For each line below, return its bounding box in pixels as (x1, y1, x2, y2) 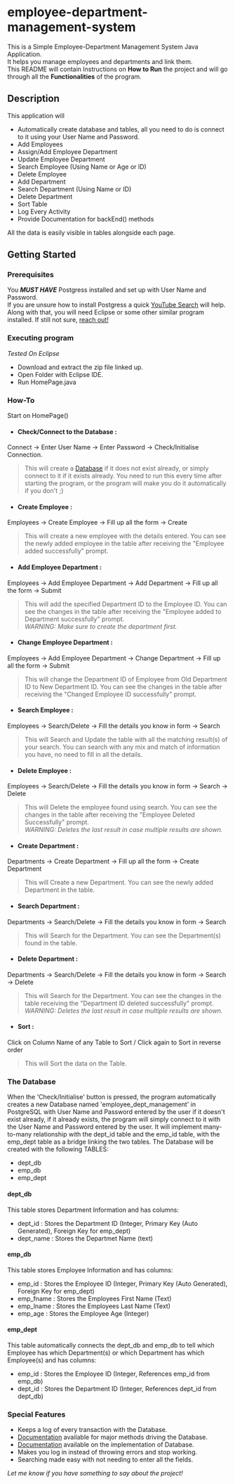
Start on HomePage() (7, 411, 69, 420)
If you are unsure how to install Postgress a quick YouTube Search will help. (7, 300, 226, 309)
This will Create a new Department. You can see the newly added (24, 878, 214, 887)
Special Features (7, 1409, 66, 1419)
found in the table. (24, 938, 78, 947)
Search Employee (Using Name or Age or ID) (17, 162, 147, 171)
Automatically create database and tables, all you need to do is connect (17, 124, 224, 134)
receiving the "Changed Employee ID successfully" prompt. (24, 690, 197, 698)
